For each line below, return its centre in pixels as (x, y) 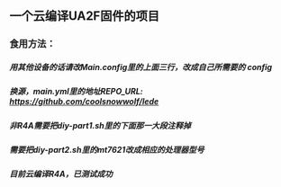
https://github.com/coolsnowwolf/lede (84, 102)
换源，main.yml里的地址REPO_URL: (77, 92)
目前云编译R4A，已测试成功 (61, 174)
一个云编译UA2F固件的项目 (85, 16)
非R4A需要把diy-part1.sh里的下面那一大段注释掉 (100, 125)
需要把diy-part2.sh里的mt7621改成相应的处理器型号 (107, 150)
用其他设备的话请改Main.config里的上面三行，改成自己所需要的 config (141, 67)
